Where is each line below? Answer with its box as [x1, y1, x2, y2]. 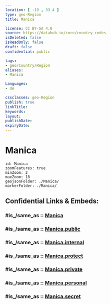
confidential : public [5, 49, 50, 54]
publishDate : [5, 119, 32, 124]
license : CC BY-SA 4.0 [5, 26, 52, 31]
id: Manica [5, 161, 28, 166]
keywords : [5, 109, 26, 114]
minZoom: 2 [5, 170, 28, 175]
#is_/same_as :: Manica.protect [5, 252, 83, 259]
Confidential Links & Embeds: [5, 197, 99, 206]
